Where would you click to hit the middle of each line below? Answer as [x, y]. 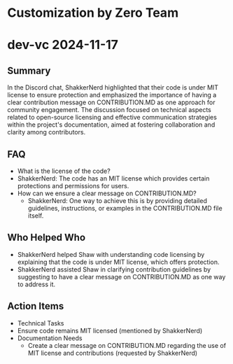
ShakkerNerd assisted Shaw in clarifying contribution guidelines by [114, 269]
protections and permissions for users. [73, 186]
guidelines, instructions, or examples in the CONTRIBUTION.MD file [125, 208]
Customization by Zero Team [93, 13]
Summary [29, 70]
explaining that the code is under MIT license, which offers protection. [118, 262]
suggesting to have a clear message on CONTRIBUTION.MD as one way [121, 276]
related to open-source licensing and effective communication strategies [112, 118]
